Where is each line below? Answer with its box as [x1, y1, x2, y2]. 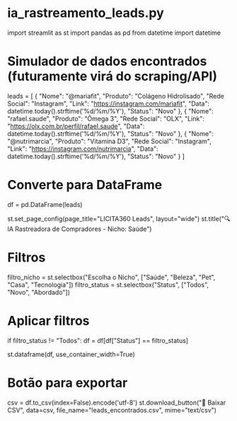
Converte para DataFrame [7, 177, 163, 193]
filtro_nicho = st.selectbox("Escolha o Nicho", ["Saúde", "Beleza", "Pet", [7, 273, 216, 281]
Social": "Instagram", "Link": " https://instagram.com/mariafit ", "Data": [7, 99, 210, 108]
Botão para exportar [7, 374, 128, 391]
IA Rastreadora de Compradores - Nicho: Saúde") [7, 225, 152, 233]
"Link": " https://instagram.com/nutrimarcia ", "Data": [7, 144, 158, 153]
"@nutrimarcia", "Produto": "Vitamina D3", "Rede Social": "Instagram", [7, 137, 212, 145]
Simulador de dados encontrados [7, 53, 207, 69]
